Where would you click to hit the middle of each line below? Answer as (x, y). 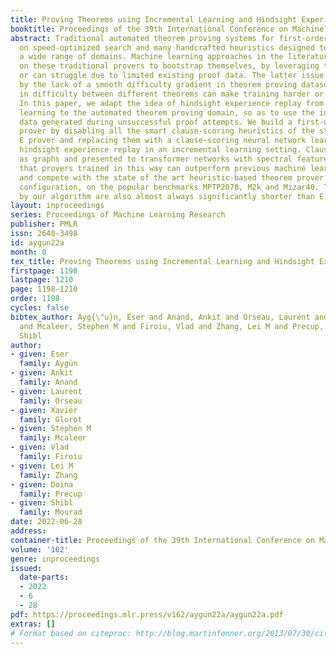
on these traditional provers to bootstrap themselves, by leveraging (169, 66)
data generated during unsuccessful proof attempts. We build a (156, 122)
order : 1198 (35, 299)
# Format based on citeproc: (71, 633)
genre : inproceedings (55, 559)
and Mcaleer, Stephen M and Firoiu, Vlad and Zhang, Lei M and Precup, (172, 326)
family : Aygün (48, 364)
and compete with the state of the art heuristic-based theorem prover (172, 177)
